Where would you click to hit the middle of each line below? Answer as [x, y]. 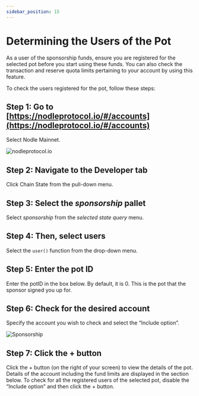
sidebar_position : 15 [33, 12]
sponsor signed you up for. [39, 290]
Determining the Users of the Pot [89, 41]
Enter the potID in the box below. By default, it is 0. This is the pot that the [96, 283]
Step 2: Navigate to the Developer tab [77, 170]
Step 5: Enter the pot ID [50, 269]
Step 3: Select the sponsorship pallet [76, 203]
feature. [16, 77]
